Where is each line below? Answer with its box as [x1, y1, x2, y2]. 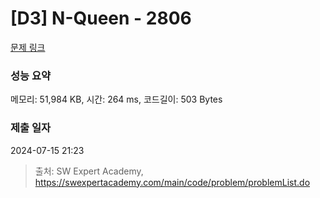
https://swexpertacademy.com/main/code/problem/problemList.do [34, 176, 311, 188]
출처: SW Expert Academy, [34, 165, 144, 177]
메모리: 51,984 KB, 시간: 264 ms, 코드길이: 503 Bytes [10, 93, 223, 106]
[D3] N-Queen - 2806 [10, 7, 192, 30]
